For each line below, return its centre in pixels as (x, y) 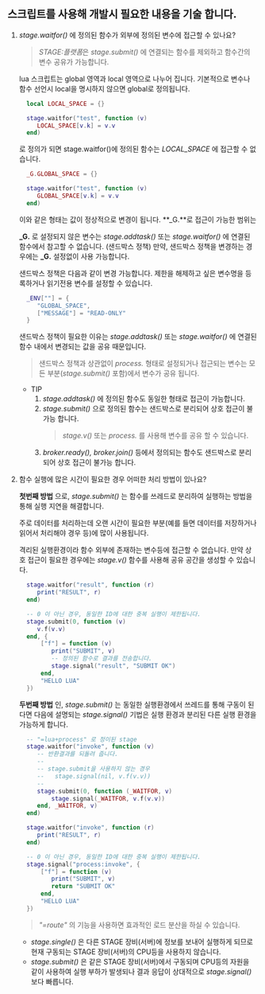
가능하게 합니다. (43, 724)
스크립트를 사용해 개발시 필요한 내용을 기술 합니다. (122, 14)
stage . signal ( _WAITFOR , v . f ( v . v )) (108, 798)
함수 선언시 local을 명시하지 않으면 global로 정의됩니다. (104, 88)
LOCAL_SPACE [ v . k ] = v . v (76, 126)
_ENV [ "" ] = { (48, 298)
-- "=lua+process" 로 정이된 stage (82, 739)
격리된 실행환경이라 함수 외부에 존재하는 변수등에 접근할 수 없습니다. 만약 (131, 550)
